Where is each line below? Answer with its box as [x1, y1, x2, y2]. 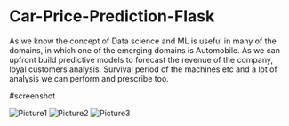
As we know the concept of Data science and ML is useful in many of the [9, 35, 277, 46]
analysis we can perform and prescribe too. [9, 73, 169, 83]
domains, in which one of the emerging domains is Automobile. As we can [9, 44, 280, 55]
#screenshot [9, 91, 56, 101]
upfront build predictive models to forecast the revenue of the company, [9, 54, 274, 65]
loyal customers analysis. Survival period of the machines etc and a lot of [9, 64, 277, 75]
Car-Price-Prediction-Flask [9, 6, 215, 27]
